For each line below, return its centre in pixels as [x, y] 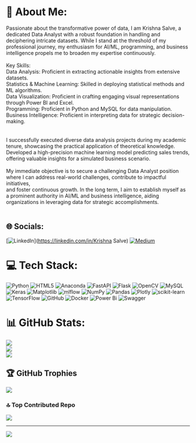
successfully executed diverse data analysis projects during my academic [97, 140]
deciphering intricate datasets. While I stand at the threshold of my [86, 40]
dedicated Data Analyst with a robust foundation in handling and [83, 34]
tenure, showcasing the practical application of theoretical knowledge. [91, 146]
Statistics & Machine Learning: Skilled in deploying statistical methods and [95, 84]
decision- [173, 115]
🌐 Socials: [25, 226]
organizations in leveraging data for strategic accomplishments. [83, 202]
